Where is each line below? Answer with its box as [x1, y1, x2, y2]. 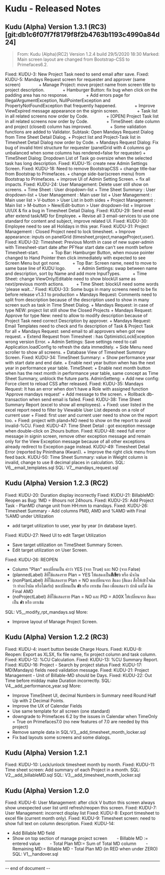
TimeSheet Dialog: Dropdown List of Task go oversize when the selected [5, 155, 152, 161]
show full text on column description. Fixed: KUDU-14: [5, 821, 115, 827]
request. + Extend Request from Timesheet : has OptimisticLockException [5, 334, 155, 339]
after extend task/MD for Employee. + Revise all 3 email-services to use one [5, 213, 159, 219]
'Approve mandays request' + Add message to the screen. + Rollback [5, 391, 146, 397]
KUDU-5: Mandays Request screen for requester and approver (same [5, 77, 146, 82]
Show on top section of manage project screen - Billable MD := [12, 835, 148, 841]
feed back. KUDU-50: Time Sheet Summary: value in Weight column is [5, 454, 148, 460]
